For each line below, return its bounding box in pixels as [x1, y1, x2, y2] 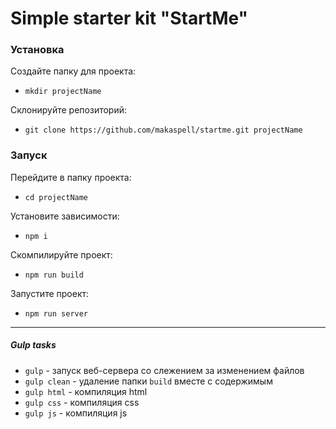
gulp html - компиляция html [24, 385, 148, 397]
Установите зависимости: [10, 210, 120, 222]
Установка [10, 43, 65, 57]
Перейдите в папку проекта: [10, 171, 132, 183]
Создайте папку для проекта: [10, 65, 137, 77]
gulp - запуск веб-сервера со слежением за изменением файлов [24, 364, 305, 376]
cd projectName [24, 192, 89, 202]
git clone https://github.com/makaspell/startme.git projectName [24, 125, 303, 136]
